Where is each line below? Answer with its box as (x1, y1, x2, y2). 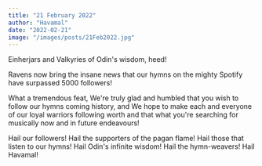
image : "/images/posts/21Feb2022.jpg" (8, 33, 135, 41)
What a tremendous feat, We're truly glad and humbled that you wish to (8, 93, 239, 103)
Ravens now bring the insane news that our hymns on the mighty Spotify (8, 70, 243, 79)
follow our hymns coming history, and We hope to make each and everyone (8, 102, 253, 111)
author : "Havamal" (8, 19, 68, 27)
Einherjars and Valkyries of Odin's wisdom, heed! (8, 55, 167, 64)
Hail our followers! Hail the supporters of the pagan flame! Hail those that (8, 134, 245, 143)
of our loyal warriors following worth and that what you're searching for (8, 110, 239, 120)
